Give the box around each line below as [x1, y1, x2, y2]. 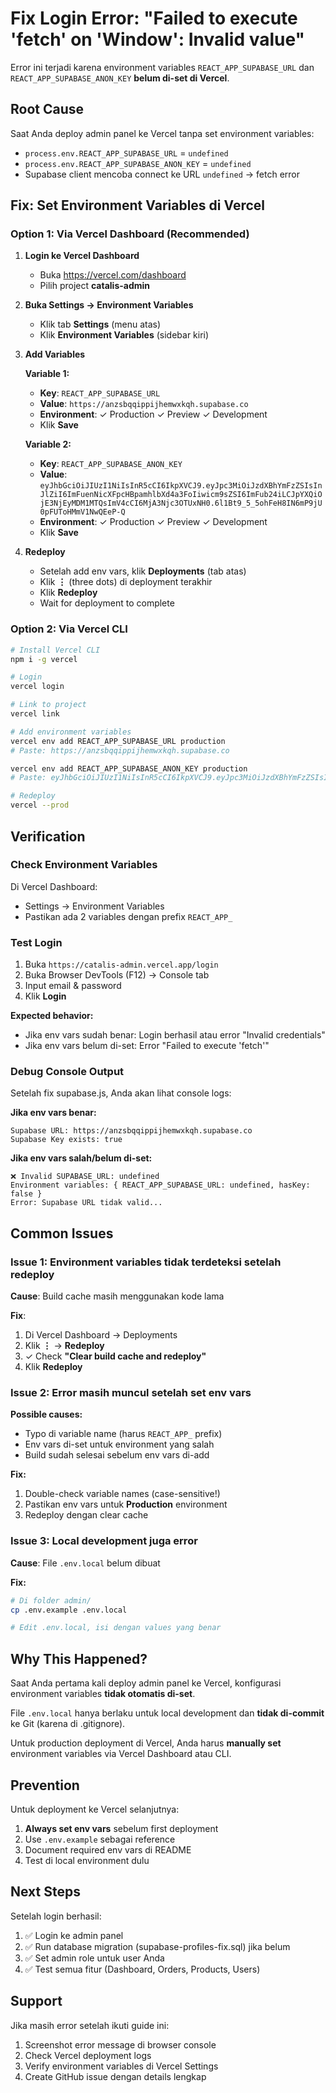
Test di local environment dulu [24, 1854, 150, 1866]
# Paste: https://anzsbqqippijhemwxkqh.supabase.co [10, 745, 230, 756]
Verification [10, 828, 86, 845]
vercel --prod [10, 800, 70, 811]
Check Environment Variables [10, 858, 158, 872]
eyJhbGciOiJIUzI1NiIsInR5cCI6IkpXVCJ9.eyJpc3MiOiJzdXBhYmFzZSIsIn [39, 481, 323, 491]
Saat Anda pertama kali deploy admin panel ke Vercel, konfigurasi [10, 1677, 282, 1689]
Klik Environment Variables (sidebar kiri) [39, 329, 210, 341]
